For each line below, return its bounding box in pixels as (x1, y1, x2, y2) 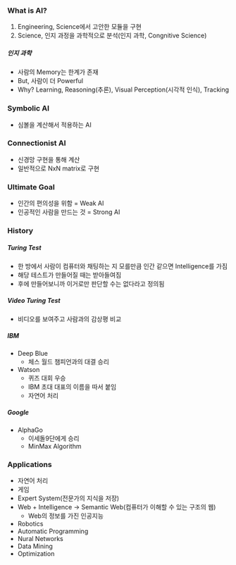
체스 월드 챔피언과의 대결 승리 (27, 357, 109, 366)
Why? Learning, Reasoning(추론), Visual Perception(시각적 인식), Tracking (17, 85, 230, 94)
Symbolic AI (7, 104, 50, 113)
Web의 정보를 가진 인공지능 (27, 511, 104, 520)
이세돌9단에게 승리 (27, 434, 80, 442)
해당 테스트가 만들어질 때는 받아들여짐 (17, 271, 122, 280)
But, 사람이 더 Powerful (17, 77, 83, 85)
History (7, 226, 34, 236)
